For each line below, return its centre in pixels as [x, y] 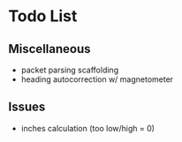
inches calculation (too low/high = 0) [88, 128]
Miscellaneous [49, 49]
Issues [27, 107]
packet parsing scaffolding [70, 70]
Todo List [43, 16]
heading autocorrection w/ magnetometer [97, 79]
